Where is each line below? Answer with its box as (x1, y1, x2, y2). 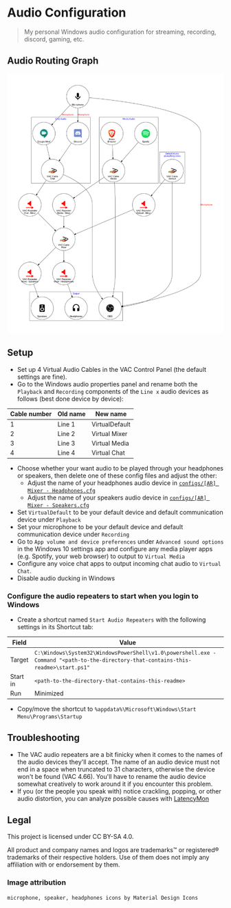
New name (95, 410, 127, 418)
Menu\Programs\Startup (16, 713, 82, 720)
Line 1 (57, 420, 76, 428)
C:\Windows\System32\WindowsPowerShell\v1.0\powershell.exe (34, 649, 210, 656)
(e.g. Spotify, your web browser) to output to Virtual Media (16, 552, 186, 560)
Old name (57, 410, 86, 418)
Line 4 (57, 448, 76, 457)
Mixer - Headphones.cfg (27, 487, 96, 494)
